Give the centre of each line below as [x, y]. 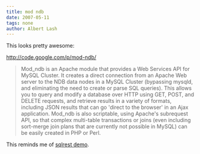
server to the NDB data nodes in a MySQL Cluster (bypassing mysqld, [107, 82]
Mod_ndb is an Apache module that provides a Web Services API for [105, 69]
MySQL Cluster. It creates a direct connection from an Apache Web [104, 75]
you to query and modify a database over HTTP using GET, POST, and [107, 94]
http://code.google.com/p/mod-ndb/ [51, 57]
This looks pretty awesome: [40, 46]
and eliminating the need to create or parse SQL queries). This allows [106, 88]
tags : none [20, 23]
